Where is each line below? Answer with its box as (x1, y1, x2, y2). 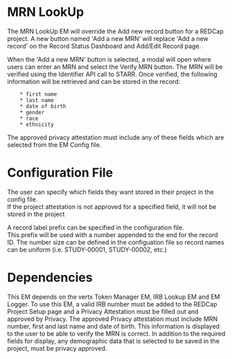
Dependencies (7, 270, 93, 286)
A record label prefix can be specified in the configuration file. (7, 223, 185, 231)
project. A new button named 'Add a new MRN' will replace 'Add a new (7, 34, 209, 42)
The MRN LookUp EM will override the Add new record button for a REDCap (7, 27, 224, 35)
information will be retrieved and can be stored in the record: (7, 77, 181, 85)
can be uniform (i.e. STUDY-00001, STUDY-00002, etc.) (7, 245, 168, 254)
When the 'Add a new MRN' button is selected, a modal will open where (7, 55, 211, 63)
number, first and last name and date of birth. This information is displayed (7, 322, 220, 330)
